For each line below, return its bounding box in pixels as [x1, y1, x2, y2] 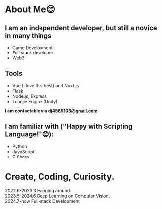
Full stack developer [12, 50, 54, 55]
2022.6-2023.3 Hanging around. [5, 187, 72, 193]
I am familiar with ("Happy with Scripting [5, 122, 133, 131]
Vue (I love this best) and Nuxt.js [12, 82, 79, 88]
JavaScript [12, 148, 35, 155]
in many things [5, 31, 52, 40]
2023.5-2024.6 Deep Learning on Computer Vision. [5, 193, 110, 199]
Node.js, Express [12, 93, 47, 99]
